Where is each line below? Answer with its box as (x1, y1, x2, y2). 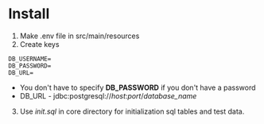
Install (8, 5, 50, 23)
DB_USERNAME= (8, 55, 52, 63)
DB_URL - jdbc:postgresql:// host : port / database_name (19, 91, 197, 100)
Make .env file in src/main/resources (19, 31, 140, 41)
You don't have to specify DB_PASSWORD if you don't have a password (19, 83, 256, 92)
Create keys (19, 39, 60, 48)
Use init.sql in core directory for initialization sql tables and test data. (19, 107, 245, 116)
